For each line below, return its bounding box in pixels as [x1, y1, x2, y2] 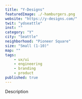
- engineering [14, 61, 42, 66]
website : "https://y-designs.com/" [5, 16, 78, 21]
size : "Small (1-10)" [5, 43, 49, 48]
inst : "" [5, 25, 23, 30]
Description [5, 88, 28, 94]
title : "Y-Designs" [5, 7, 45, 12]
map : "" [5, 48, 21, 53]
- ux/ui [14, 57, 29, 62]
